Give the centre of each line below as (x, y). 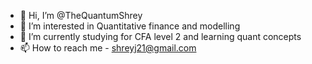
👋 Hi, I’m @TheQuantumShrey (81, 15)
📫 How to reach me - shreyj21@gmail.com (108, 48)
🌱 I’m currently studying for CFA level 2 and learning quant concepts (160, 36)
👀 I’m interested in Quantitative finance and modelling (130, 26)
